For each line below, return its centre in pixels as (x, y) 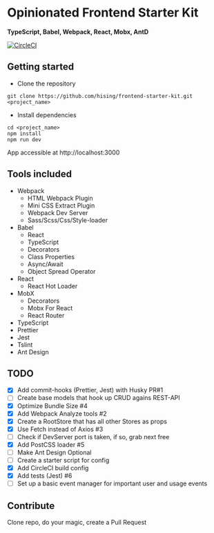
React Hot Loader (52, 286)
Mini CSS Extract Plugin (61, 205)
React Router (46, 315)
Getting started (41, 67)
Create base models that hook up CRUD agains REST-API (99, 398)
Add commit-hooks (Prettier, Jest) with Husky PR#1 (90, 390)
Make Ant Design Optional (54, 452)
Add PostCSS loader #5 (51, 444)
